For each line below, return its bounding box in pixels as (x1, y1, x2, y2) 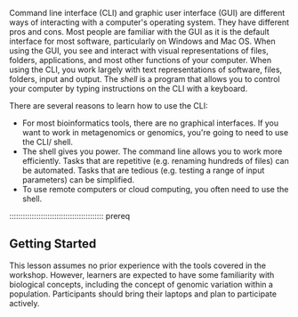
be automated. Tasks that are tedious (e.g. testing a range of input (21, 165, 265, 175)
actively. (9, 297, 40, 308)
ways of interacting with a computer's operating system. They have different (9, 17, 290, 28)
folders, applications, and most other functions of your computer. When (9, 55, 272, 65)
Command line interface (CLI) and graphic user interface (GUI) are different (9, 8, 286, 18)
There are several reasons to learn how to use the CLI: (9, 101, 208, 110)
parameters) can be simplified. (21, 175, 135, 185)
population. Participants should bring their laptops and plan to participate (9, 289, 278, 299)
